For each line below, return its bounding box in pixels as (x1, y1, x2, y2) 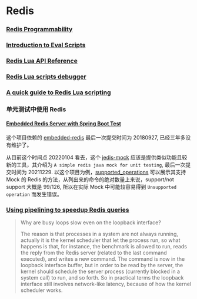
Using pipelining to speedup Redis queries (6, 205, 129, 214)
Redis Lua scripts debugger (6, 72, 86, 81)
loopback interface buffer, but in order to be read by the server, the (20, 262, 183, 269)
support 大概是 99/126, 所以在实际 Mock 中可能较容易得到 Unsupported (6, 183, 177, 190)
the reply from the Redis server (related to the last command (20, 249, 168, 257)
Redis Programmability (6, 25, 73, 34)
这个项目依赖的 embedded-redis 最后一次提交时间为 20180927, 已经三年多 (6, 134, 186, 141)
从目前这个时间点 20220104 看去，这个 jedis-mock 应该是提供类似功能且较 (6, 154, 188, 161)
